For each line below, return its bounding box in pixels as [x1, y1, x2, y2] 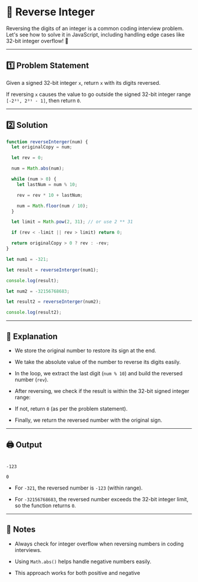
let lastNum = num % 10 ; [16, 181, 78, 187]
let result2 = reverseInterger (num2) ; [6, 299, 101, 305]
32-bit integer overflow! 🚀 [6, 37, 69, 44]
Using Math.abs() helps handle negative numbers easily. [14, 558, 151, 565]
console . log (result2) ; [6, 309, 62, 316]
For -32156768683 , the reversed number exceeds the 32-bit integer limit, [14, 495, 189, 502]
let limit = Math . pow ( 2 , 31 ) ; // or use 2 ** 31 [11, 219, 133, 225]
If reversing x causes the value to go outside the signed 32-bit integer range [6, 91, 192, 98]
